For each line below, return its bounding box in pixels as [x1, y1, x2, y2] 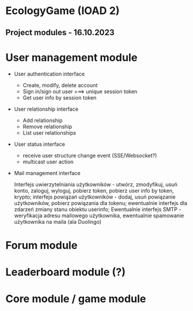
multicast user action [22, 158, 74, 165]
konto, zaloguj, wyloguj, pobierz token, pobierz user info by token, [13, 187, 174, 194]
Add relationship [22, 117, 63, 124]
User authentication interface [13, 70, 85, 77]
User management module [5, 51, 138, 64]
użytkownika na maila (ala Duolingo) [13, 218, 102, 225]
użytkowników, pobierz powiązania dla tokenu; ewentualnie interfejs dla [13, 199, 187, 206]
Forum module [5, 238, 77, 252]
